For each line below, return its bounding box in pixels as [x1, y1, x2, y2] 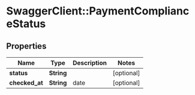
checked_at [9, 79, 43, 87]
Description [73, 59, 107, 67]
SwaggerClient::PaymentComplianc [6, 4, 190, 18]
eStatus [6, 17, 46, 31]
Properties [6, 41, 47, 51]
